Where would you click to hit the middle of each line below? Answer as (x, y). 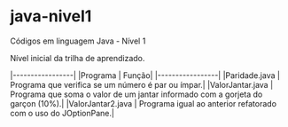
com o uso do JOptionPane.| (62, 113)
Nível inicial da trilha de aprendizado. (78, 58)
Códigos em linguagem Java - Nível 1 (78, 41)
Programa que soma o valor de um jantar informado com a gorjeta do (136, 94)
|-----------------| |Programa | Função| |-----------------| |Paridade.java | (145, 75)
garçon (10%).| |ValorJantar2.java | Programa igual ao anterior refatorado (144, 103)
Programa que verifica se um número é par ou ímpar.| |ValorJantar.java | (142, 84)
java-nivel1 (51, 16)
